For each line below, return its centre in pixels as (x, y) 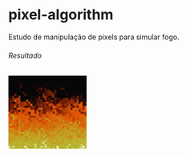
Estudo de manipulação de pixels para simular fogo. (94, 37)
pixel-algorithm (61, 15)
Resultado (25, 55)
